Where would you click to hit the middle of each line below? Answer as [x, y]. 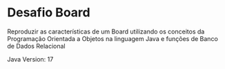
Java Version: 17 [30, 59]
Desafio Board [49, 13]
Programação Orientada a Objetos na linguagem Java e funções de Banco [113, 38]
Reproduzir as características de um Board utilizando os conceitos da [106, 31]
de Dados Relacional [36, 46]
